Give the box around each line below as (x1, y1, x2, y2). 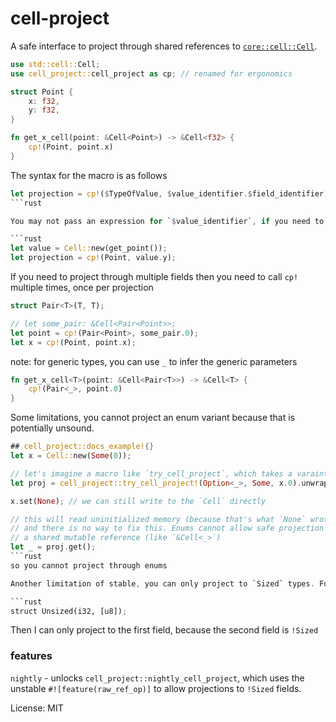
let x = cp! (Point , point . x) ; (10, 337, 137, 347)
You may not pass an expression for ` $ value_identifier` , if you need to (10, 216, 325, 226)
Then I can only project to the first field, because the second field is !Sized (10, 624, 319, 636)
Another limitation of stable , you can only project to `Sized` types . (10, 578, 315, 589)
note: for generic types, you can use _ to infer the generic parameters (10, 355, 298, 367)
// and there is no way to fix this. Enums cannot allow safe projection (10, 523, 325, 534)
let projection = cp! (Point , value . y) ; (10, 253, 177, 263)
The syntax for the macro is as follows (10, 169, 168, 181)
